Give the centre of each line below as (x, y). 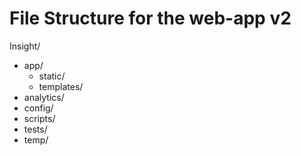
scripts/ (39, 118)
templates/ (61, 86)
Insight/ (25, 46)
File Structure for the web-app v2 (150, 18)
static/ (52, 76)
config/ (38, 108)
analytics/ (44, 97)
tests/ (35, 129)
